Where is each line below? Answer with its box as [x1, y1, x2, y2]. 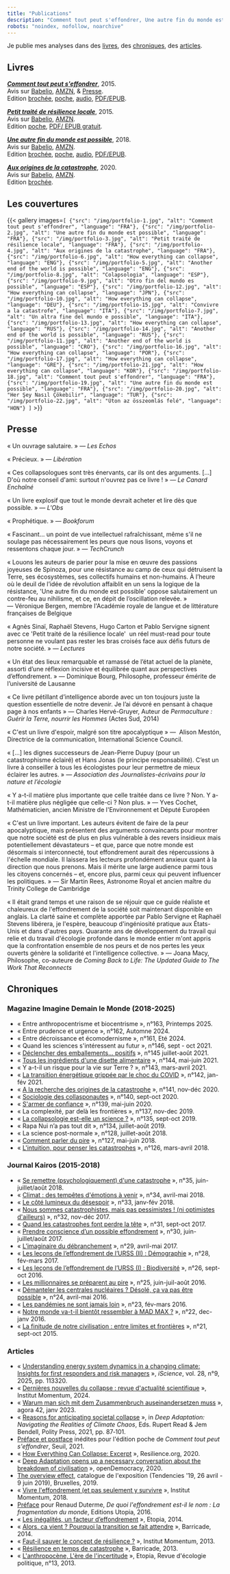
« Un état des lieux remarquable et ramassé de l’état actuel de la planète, [7, 657, 213, 666]
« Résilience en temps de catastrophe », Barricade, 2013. [16, 1544, 179, 1553]
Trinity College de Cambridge [7, 884, 90, 892]
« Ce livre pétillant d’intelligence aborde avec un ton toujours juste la [7, 693, 201, 701]
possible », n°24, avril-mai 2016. [16, 1293, 108, 1301]
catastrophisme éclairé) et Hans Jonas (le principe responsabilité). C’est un [7, 756, 219, 764]
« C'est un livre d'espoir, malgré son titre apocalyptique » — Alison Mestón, [7, 728, 221, 736]
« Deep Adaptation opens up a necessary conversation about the [16, 1457, 201, 1466]
